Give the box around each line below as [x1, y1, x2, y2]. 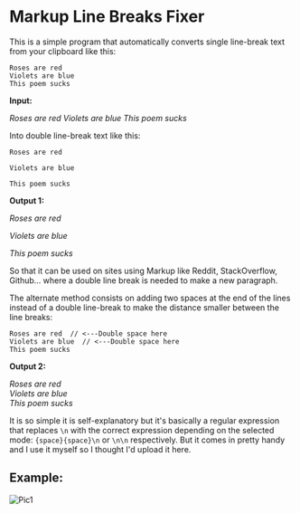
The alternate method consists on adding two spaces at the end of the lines [9, 292, 291, 303]
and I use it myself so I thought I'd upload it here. [9, 443, 192, 454]
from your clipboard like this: [9, 45, 117, 56]
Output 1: [9, 195, 45, 205]
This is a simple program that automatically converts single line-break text [9, 36, 285, 47]
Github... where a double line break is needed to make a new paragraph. [9, 274, 278, 286]
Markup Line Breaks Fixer [9, 6, 205, 27]
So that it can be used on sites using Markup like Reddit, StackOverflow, [9, 265, 277, 276]
